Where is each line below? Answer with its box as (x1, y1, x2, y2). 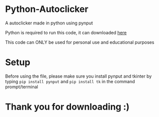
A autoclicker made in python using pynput (5, 20, 93, 26)
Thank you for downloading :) (5, 101, 130, 113)
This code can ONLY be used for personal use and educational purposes (5, 39, 155, 45)
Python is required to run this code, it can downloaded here (5, 29, 127, 35)
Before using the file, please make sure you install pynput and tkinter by (5, 73, 152, 79)
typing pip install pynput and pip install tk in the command (5, 78, 135, 84)
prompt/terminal (5, 84, 38, 90)
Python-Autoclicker (5, 3, 88, 15)
